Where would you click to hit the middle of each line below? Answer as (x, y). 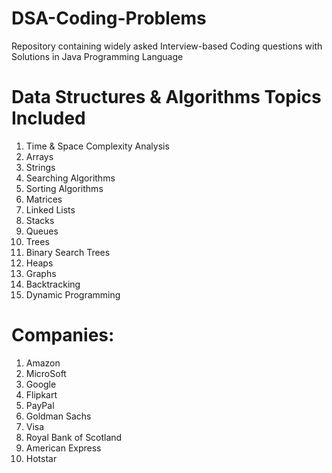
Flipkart (41, 394)
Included (48, 118)
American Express (63, 448)
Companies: (63, 335)
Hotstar (41, 458)
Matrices (44, 199)
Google (41, 384)
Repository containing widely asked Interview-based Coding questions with (167, 46)
